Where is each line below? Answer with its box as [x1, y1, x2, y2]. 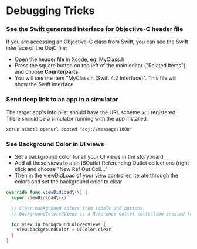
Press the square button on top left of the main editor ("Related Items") [14, 62, 186, 69]
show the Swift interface [14, 81, 74, 88]
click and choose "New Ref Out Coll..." [14, 166, 108, 173]
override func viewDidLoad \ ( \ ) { [6, 189, 88, 196]
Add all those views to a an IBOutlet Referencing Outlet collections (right [14, 159, 189, 166]
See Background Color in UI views [6, 139, 104, 148]
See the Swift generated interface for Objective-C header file [6, 25, 184, 33]
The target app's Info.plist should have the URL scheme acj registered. [6, 108, 177, 115]
